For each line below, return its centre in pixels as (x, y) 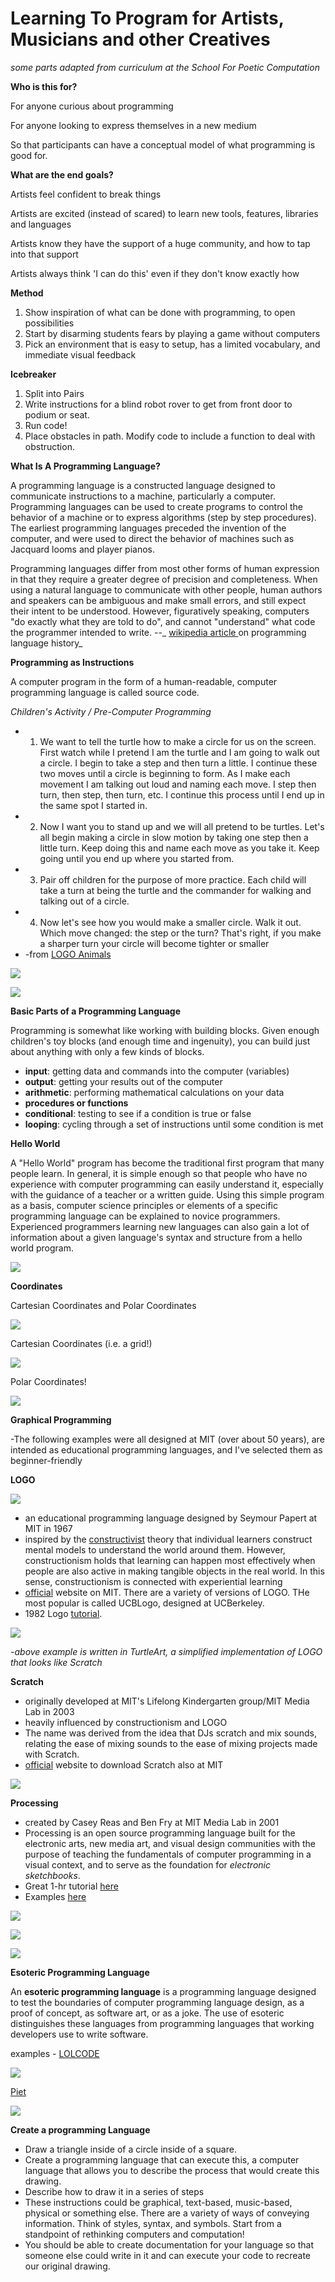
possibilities (49, 323)
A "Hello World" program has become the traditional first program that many (167, 1163)
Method (27, 293)
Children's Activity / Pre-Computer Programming (111, 711)
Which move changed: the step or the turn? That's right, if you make (180, 933)
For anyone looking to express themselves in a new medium (133, 125)
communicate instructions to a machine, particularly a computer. (143, 496)
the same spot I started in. (93, 805)
